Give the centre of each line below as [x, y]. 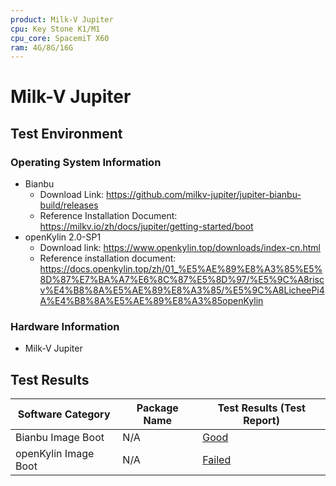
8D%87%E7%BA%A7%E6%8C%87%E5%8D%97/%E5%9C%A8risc [182, 280]
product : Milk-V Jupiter [62, 19]
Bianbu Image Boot [60, 438]
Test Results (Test [261, 408]
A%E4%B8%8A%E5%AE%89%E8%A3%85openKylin [151, 301]
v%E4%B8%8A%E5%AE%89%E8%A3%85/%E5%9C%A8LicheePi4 [182, 290]
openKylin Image [55, 454]
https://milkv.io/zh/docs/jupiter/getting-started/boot [146, 227]
